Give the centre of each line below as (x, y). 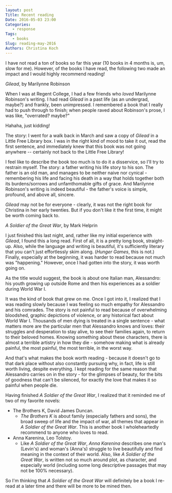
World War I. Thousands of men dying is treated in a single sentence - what (85, 320)
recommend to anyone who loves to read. (64, 432)
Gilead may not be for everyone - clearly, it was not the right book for (79, 204)
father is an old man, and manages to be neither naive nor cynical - (76, 173)
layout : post (19, 10)
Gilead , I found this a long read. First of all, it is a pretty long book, (75, 241)
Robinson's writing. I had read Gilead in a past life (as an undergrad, (77, 99)
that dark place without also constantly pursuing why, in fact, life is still (80, 363)
